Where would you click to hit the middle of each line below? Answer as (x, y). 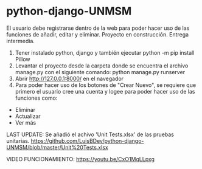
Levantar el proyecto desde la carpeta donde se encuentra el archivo (102, 66)
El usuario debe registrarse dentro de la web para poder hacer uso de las (98, 28)
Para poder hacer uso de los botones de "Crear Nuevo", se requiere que (106, 85)
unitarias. (18, 140)
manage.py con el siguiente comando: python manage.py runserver (100, 72)
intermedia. (21, 41)
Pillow (23, 59)
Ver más (26, 122)
